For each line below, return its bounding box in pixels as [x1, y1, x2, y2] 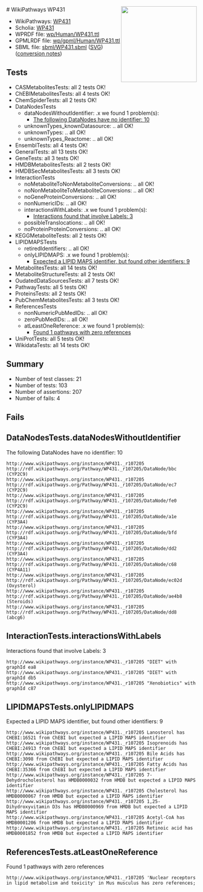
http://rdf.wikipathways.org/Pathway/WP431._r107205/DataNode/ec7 [6, 482, 177, 488]
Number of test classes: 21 [14, 375, 82, 382]
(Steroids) [6, 598, 34, 604]
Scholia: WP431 [14, 24, 54, 31]
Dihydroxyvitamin [6, 804, 50, 810]
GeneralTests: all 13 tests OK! [14, 148, 88, 155]
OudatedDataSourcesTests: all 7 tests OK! [14, 277, 119, 284]
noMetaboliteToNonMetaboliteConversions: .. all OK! [24, 180, 155, 188]
